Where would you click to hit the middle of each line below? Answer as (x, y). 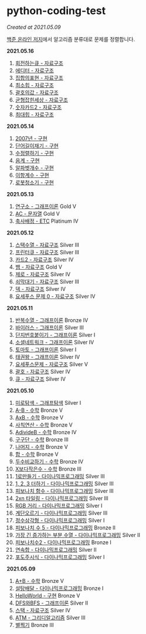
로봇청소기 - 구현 (35, 182)
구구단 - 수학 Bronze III (42, 440)
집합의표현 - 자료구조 (39, 78)
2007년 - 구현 (31, 138)
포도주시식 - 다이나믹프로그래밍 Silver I (60, 557)
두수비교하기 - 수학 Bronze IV (49, 461)
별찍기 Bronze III (35, 625)
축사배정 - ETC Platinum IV (47, 221)
